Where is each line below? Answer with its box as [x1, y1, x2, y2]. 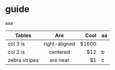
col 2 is [8, 48, 25, 55]
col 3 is [8, 40, 25, 47]
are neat [49, 56, 69, 63]
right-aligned [43, 40, 75, 47]
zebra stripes [8, 56, 39, 63]
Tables [15, 31, 32, 38]
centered [48, 48, 70, 55]
